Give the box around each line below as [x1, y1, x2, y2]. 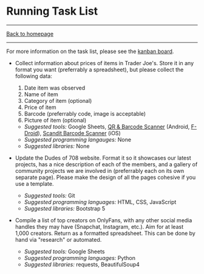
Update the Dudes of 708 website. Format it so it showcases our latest [15, 154, 191, 161]
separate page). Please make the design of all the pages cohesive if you [15, 174, 196, 181]
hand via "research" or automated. [15, 236, 102, 243]
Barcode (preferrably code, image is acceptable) [24, 110, 146, 117]
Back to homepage [6, 30, 53, 37]
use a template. [15, 180, 54, 187]
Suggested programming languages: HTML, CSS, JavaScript [24, 198, 177, 205]
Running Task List [6, 4, 98, 18]
